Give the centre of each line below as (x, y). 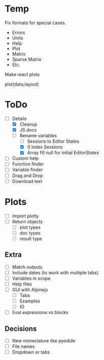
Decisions (21, 328)
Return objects (27, 221)
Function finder (28, 164)
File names (23, 346)
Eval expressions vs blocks (40, 313)
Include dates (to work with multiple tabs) (55, 272)
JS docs (28, 130)
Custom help (25, 158)
